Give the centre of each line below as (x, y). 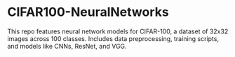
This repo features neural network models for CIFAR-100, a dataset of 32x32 (118, 31)
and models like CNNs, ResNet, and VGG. (67, 46)
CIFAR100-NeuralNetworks (88, 12)
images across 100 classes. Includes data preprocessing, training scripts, (113, 38)
